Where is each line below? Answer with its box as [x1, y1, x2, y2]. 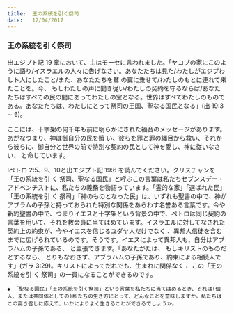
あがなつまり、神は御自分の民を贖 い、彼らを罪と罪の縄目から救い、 [7, 134, 204, 142]
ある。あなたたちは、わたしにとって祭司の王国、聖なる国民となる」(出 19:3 [7, 102, 224, 110]
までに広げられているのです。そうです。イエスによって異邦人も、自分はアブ [7, 235, 225, 243]
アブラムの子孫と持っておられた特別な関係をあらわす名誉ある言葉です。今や [7, 200, 226, 209]
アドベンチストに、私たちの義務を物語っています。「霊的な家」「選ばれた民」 [7, 183, 226, 191]
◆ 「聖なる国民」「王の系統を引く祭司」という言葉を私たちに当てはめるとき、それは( [7, 285, 216, 292]
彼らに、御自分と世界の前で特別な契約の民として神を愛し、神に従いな [13, 142, 214, 150]
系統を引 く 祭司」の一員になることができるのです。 [7, 270, 157, 278]
